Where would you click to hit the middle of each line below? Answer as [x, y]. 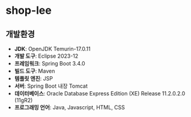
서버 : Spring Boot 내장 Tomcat [51, 86]
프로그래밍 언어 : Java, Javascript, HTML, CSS [70, 107]
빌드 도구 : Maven [35, 71]
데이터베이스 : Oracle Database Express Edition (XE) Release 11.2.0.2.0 [100, 93]
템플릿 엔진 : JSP [34, 78]
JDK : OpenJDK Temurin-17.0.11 [52, 49]
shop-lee [29, 10]
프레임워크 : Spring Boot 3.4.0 [50, 63]
